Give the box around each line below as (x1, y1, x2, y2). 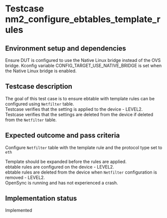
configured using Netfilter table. (5, 101, 74, 107)
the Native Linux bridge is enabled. (5, 68, 77, 74)
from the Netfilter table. (5, 117, 57, 123)
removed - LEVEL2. (5, 174, 45, 180)
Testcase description (5, 82, 72, 91)
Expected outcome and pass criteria (5, 131, 120, 140)
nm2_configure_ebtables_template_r (5, 13, 161, 25)
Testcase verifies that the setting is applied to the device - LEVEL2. (5, 106, 143, 112)
